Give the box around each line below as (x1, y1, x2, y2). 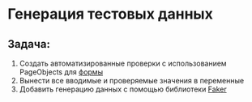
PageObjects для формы (19, 67, 103, 77)
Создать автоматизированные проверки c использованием (19, 58, 228, 68)
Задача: (7, 37, 50, 51)
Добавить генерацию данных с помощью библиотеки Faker (19, 84, 228, 94)
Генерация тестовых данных (7, 5, 214, 23)
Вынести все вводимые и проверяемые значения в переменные (19, 76, 245, 85)
